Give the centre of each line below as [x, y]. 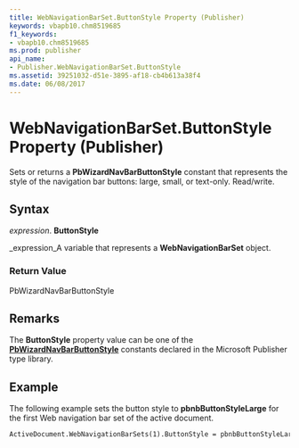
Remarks [35, 319]
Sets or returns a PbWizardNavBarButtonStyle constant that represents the [149, 171]
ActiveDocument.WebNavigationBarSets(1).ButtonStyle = [113, 435]
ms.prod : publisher [45, 51]
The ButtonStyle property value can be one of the [101, 340]
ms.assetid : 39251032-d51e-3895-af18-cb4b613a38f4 [105, 76]
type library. [31, 359]
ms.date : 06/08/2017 [48, 84]
